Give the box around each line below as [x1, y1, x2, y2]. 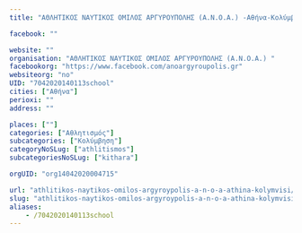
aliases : [9, 203, 42, 211]
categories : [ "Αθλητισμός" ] [9, 128, 115, 137]
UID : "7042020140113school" [9, 79, 115, 88]
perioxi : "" [9, 95, 54, 104]
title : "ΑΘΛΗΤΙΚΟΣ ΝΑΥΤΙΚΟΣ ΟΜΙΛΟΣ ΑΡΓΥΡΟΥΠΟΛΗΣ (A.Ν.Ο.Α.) [9, 13, 240, 22]
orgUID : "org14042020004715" [9, 169, 119, 178]
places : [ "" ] [9, 120, 58, 129]
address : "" [9, 104, 54, 113]
